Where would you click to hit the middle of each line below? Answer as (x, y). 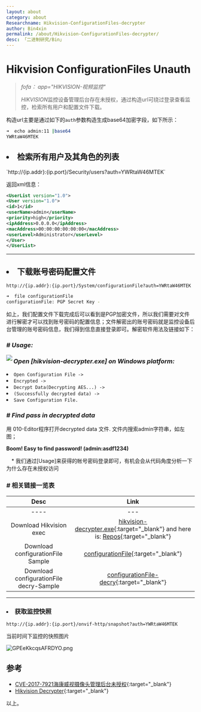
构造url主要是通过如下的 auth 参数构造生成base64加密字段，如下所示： (92, 119)
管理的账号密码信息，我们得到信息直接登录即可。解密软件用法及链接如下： (103, 329)
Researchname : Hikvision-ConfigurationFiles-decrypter (76, 23)
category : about (26, 17)
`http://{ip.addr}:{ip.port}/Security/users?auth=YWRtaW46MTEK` (86, 172)
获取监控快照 (33, 611)
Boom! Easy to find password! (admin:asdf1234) (68, 448)
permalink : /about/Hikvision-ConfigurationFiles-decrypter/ (83, 34)
